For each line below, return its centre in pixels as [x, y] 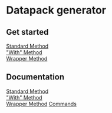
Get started [27, 32]
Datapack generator [56, 10]
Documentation [35, 77]
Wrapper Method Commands [41, 104]
